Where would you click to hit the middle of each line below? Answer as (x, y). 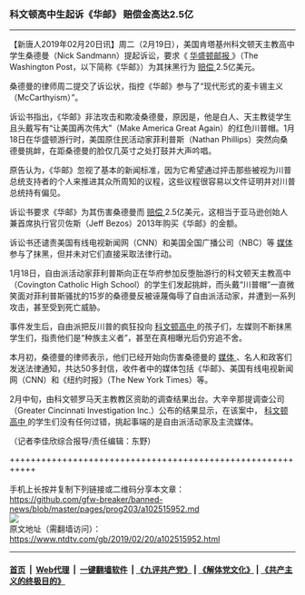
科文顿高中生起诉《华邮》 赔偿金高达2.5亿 (102, 14)
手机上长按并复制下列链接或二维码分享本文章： (97, 489)
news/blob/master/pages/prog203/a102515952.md (104, 509)
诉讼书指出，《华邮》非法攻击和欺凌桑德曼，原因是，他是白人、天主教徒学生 (151, 117)
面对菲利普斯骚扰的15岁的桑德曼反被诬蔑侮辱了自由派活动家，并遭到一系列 (156, 296)
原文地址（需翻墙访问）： (55, 529)
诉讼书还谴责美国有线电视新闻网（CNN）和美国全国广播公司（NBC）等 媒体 (151, 243)
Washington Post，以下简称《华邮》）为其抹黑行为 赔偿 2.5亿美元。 (135, 67)
